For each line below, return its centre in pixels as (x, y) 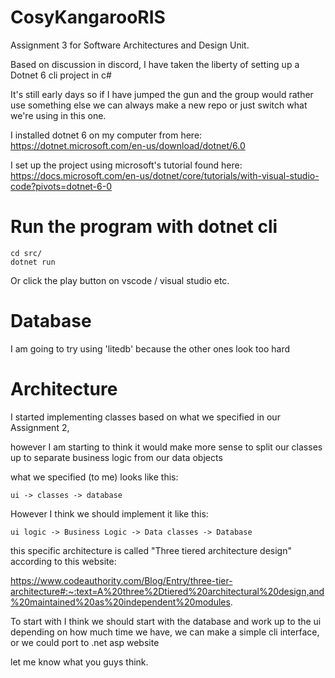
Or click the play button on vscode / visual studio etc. (120, 280)
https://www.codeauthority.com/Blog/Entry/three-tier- (121, 580)
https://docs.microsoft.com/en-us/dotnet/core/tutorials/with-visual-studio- (165, 175)
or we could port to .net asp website (85, 642)
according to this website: (63, 561)
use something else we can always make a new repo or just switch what (159, 105)
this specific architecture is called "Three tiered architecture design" (151, 550)
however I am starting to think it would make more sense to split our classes (166, 447)
